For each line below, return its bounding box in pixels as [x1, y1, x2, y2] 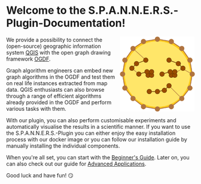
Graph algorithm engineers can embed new [6, 67, 114, 74]
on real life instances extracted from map [6, 79, 108, 87]
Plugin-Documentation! [6, 16, 126, 30]
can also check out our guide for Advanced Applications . [6, 160, 147, 167]
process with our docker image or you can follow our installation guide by [6, 135, 187, 143]
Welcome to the [6, 4, 86, 17]
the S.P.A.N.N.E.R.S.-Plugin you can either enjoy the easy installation [6, 129, 176, 137]
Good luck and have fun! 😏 [6, 171, 74, 179]
